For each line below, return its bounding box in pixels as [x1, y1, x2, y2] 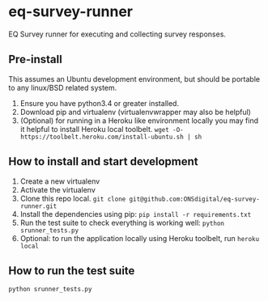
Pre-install [8, 53, 62, 66]
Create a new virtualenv [19, 176, 100, 186]
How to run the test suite [8, 264, 135, 278]
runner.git [19, 201, 57, 210]
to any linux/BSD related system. [8, 83, 117, 92]
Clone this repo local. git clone [19, 193, 126, 203]
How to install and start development [8, 155, 198, 168]
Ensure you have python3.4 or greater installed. [19, 98, 180, 108]
